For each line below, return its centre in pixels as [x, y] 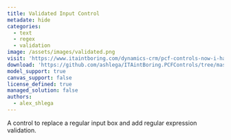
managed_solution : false [43, 90]
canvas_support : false [40, 78]
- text [23, 33]
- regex [24, 39]
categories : [24, 26]
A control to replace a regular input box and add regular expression [102, 123]
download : [21, 65]
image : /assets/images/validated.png [61, 52]
